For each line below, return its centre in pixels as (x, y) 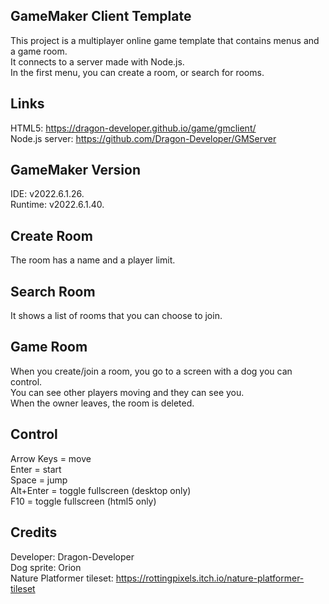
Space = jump (39, 480)
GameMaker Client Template (101, 16)
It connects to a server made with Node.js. (97, 61)
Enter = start (36, 469)
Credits (34, 532)
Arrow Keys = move (51, 458)
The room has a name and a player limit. (93, 260)
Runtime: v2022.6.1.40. (57, 205)
